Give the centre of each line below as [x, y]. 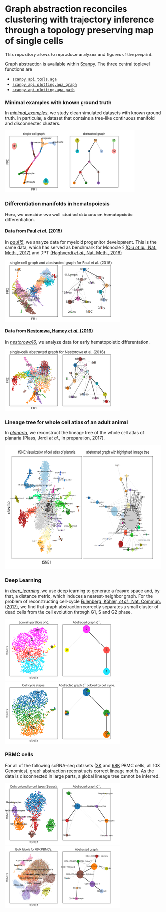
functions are [19, 69]
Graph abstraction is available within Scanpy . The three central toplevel [78, 64]
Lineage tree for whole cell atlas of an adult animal [67, 422]
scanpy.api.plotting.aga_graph [44, 84]
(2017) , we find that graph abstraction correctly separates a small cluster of [82, 607]
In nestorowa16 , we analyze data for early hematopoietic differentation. [77, 342]
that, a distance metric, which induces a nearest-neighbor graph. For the [79, 596]
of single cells [34, 41]
